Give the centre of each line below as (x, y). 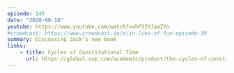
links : (17, 46)
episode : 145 (26, 14)
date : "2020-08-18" (36, 20)
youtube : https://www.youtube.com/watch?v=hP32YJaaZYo (88, 26)
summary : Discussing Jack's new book (62, 40)
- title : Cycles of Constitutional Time (79, 53)
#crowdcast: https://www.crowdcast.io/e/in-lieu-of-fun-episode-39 (107, 33)
